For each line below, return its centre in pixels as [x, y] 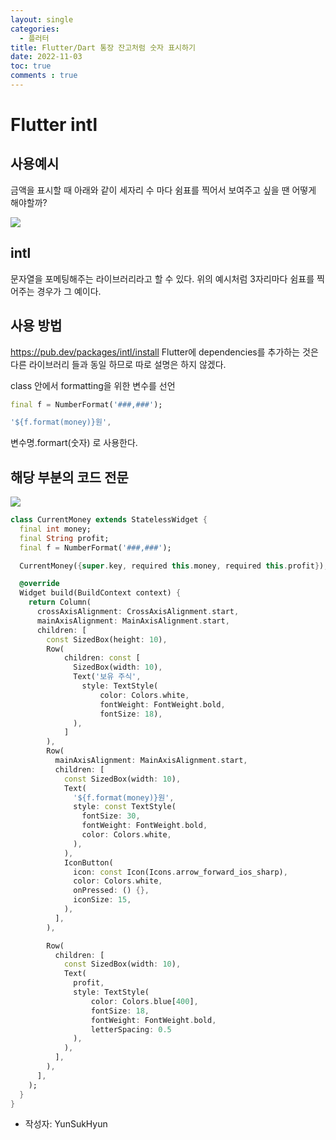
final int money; [55, 529]
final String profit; [64, 538]
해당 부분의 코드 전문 [69, 477]
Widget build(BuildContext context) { [100, 593]
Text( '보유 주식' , [107, 677]
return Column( [60, 602]
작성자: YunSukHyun [66, 1124]
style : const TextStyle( [125, 807]
